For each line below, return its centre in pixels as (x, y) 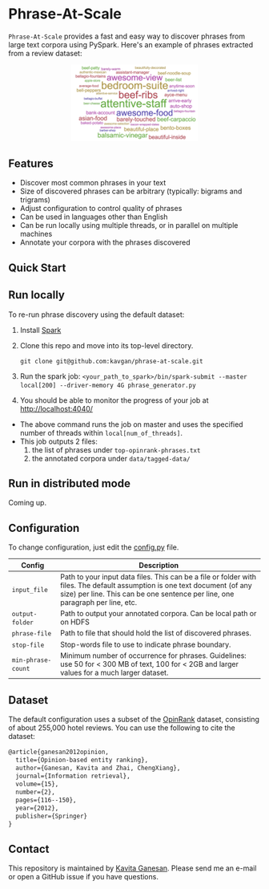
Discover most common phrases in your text (93, 183)
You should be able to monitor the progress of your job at (114, 400)
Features (31, 163)
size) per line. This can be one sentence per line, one (147, 594)
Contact (29, 848)
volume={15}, (37, 784)
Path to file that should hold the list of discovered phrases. (156, 633)
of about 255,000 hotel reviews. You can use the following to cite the (122, 728)
